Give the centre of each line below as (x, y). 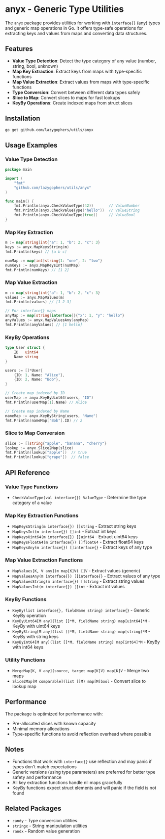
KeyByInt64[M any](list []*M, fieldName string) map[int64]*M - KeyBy (86, 642)
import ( (14, 179)
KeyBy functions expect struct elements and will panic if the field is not (84, 788)
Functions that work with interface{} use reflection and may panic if (82, 761)
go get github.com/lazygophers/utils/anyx (49, 130)
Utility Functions (25, 660)
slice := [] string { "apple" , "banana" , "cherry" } (56, 443)
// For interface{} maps (31, 311)
